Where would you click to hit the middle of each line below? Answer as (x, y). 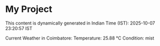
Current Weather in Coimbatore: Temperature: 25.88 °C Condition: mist (80, 38)
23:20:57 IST (19, 28)
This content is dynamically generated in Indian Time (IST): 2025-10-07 (80, 23)
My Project (29, 9)
